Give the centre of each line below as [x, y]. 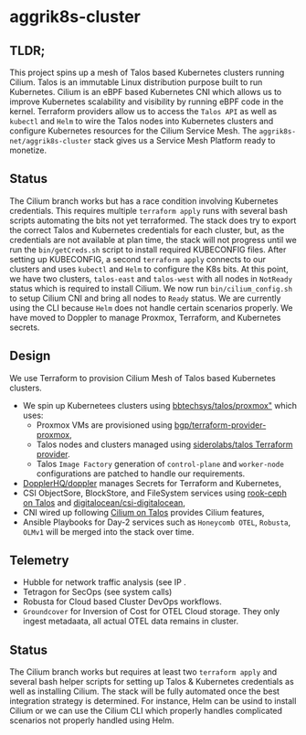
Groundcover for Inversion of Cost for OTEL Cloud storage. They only [151, 612]
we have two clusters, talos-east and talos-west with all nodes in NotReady [151, 278]
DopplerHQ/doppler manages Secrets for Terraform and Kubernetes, [152, 483]
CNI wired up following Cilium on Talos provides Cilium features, [143, 512]
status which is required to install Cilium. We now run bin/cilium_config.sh [151, 288]
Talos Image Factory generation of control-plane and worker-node [160, 463]
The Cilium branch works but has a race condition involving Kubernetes [144, 201]
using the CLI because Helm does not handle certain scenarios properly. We [151, 307]
